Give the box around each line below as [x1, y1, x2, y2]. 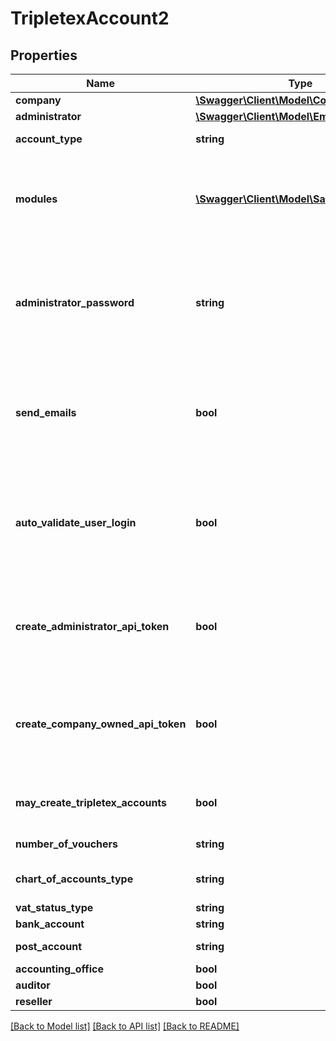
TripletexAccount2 [10, 7, 170, 30]
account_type [15, 132, 83, 146]
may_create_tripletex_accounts [15, 796, 168, 809]
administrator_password [15, 296, 135, 309]
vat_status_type [15, 901, 94, 914]
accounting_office [15, 962, 105, 976]
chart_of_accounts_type [15, 872, 134, 886]
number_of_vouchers [15, 837, 119, 851]
